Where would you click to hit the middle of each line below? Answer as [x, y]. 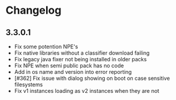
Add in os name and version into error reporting [73, 72]
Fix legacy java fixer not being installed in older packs [81, 59]
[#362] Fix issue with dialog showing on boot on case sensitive [92, 78]
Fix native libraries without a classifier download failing [82, 53]
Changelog [34, 10]
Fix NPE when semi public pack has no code [69, 65]
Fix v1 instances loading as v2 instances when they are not [87, 91]
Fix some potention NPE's [46, 46]
